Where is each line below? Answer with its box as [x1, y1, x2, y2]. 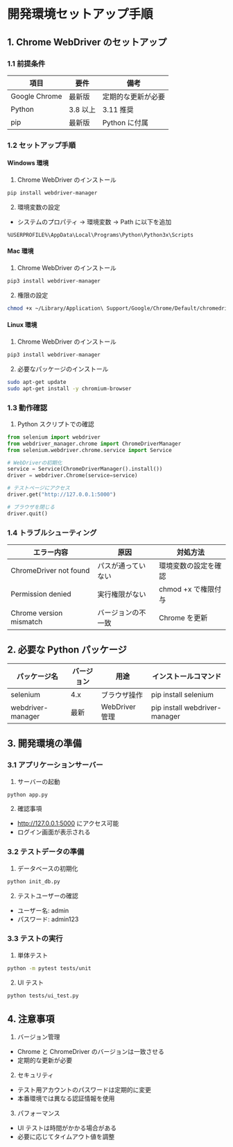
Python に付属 [102, 117, 149, 127]
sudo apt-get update [7, 378, 67, 385]
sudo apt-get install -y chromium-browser [7, 385, 132, 392]
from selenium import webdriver [7, 433, 101, 441]
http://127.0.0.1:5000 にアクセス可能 [17, 819, 119, 828]
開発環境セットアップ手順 [7, 6, 154, 22]
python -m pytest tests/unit [7, 964, 92, 972]
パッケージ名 [16, 671, 59, 681]
